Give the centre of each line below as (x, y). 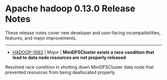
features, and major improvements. (41, 38)
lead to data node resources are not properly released (69, 57)
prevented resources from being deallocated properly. (61, 72)
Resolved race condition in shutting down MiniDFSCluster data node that (80, 67)
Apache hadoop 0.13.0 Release (70, 9)
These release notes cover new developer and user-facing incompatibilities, (83, 33)
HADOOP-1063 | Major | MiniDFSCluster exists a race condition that (83, 52)
